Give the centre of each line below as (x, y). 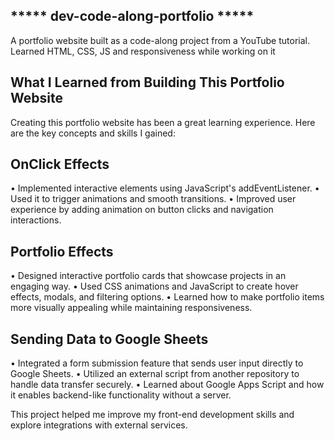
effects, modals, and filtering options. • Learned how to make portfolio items (167, 297)
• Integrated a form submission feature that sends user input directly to (157, 363)
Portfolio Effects (62, 251)
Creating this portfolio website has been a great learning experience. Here (163, 122)
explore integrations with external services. (99, 425)
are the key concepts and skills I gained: (93, 133)
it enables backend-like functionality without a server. (121, 395)
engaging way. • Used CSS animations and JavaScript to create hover (154, 286)
